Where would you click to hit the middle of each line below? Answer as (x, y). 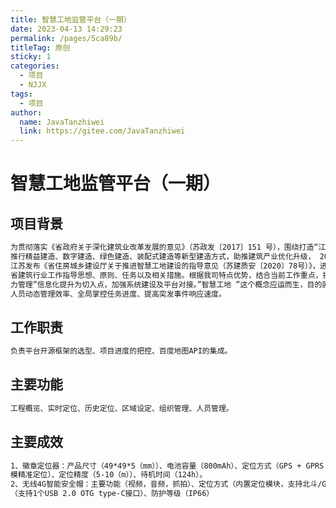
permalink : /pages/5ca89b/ (66, 38)
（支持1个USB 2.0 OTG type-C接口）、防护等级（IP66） (112, 494)
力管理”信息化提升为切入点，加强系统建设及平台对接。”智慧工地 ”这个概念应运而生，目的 (166, 284)
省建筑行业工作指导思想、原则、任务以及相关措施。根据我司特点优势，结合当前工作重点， (166, 275)
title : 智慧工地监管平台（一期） (71, 19)
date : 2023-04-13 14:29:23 (66, 29)
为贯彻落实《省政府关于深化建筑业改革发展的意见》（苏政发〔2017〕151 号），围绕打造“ (164, 247)
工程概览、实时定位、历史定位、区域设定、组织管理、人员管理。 (122, 408)
